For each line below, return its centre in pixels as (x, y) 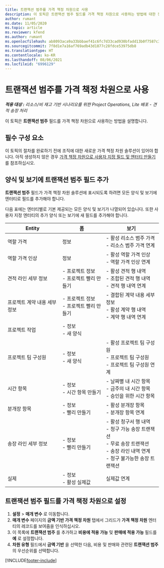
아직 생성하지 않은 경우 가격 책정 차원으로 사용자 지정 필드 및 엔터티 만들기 (86, 157)
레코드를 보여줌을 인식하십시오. (51, 526)
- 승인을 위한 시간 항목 (130, 396)
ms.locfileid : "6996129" (30, 64)
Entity (32, 228)
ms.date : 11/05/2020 (26, 23)
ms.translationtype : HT (29, 50)
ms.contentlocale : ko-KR (30, 55)
